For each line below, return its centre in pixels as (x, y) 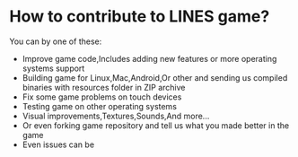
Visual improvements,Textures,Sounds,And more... (116, 116)
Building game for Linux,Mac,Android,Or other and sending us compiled (155, 77)
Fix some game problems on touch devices (102, 97)
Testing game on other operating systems (100, 106)
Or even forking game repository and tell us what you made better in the (156, 125)
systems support (53, 68)
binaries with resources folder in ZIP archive (104, 87)
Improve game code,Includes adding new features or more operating (149, 58)
